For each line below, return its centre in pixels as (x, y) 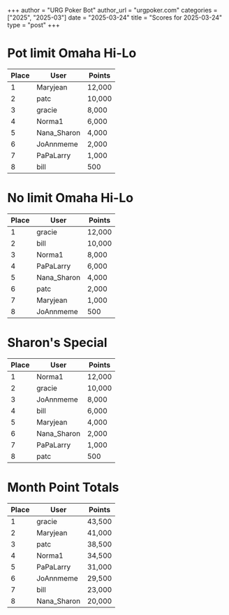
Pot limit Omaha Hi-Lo (72, 54)
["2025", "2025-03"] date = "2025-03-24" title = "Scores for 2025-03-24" (115, 17)
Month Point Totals (63, 487)
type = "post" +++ (34, 25)
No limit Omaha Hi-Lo (71, 198)
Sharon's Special (57, 343)
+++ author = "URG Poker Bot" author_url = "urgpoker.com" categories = (112, 10)
